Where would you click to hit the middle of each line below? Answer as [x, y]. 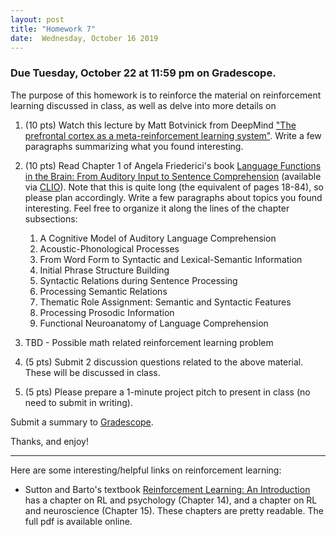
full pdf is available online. [78, 521]
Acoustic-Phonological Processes [109, 248]
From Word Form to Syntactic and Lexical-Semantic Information [171, 259]
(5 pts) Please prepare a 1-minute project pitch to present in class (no [167, 392]
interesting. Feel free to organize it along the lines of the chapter [157, 208]
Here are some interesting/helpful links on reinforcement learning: [146, 470]
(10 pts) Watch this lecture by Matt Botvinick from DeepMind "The [160, 125]
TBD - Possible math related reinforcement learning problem [149, 342]
